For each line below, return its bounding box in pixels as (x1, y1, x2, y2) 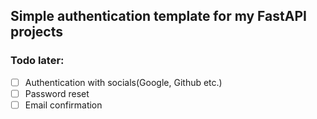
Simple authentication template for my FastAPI (10, 8, 307, 25)
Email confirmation (24, 99, 103, 111)
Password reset (24, 87, 90, 99)
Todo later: (10, 54, 65, 68)
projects (10, 24, 64, 41)
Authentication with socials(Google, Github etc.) (24, 76, 223, 88)
